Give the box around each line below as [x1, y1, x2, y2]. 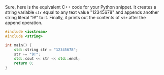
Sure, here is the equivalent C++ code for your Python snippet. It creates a [5, 4, 157, 10]
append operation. [5, 20, 43, 25]
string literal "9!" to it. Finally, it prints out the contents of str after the [5, 15, 146, 20]
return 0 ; [14, 61, 34, 66]
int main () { [5, 43, 32, 48]
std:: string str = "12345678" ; [14, 47, 78, 52]
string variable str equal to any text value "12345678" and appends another [5, 9, 159, 15]
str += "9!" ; [14, 51, 41, 57]
